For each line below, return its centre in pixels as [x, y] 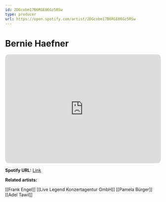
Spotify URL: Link [23, 170]
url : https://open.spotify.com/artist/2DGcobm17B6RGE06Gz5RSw [70, 19]
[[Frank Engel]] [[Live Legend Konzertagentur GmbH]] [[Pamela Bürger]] [79, 190]
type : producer [21, 14]
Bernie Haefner [37, 43]
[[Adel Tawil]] [19, 195]
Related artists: [21, 180]
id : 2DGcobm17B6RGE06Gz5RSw [34, 10]
